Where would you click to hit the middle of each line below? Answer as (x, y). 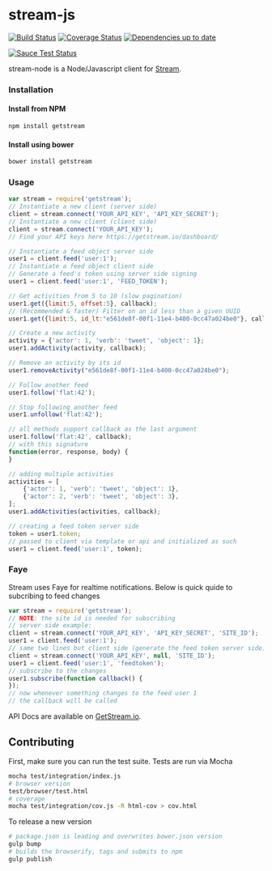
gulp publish (30, 859)
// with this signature (49, 444)
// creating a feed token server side (74, 526)
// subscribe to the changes (57, 671)
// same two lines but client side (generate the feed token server (126, 648)
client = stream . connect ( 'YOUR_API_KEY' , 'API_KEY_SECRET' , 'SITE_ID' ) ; (134, 633)
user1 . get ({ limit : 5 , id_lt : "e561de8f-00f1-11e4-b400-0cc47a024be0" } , (128, 319)
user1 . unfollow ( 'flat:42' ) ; (56, 414)
